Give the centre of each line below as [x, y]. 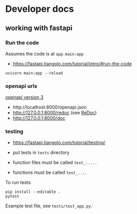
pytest [12, 197]
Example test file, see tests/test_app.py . [49, 206]
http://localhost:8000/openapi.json [50, 107]
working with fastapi [39, 28]
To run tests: [18, 183]
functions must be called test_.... [50, 172]
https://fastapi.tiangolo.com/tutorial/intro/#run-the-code [72, 64]
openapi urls [21, 86]
